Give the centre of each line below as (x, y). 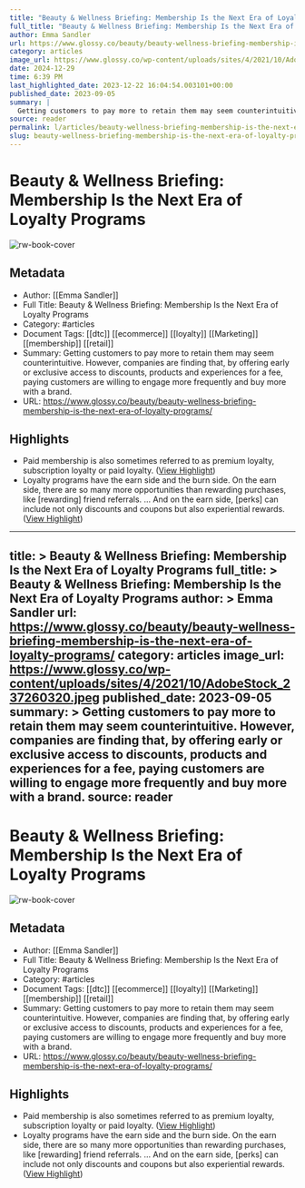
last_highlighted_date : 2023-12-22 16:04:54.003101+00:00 (121, 85)
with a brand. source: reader (91, 796)
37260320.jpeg (54, 697)
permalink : (30, 128)
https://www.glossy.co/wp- (90, 669)
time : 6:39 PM (36, 77)
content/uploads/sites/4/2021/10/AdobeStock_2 (150, 683)
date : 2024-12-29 (42, 69)
